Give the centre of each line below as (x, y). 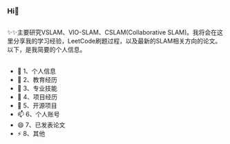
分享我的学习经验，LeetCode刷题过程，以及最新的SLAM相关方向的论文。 (117, 41)
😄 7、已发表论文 (41, 125)
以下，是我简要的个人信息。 (47, 50)
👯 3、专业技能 (37, 88)
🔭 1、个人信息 (37, 71)
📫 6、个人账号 (38, 114)
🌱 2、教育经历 (37, 79)
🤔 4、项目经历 (37, 96)
